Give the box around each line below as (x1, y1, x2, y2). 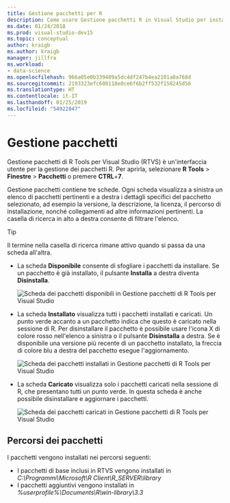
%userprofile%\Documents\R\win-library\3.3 (16, 488, 144, 496)
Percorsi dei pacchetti (7, 435, 103, 447)
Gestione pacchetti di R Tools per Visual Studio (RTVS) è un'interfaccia (7, 157, 207, 166)
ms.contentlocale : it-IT (7, 93, 78, 100)
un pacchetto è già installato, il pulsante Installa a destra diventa (16, 268, 200, 277)
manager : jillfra (7, 55, 57, 62)
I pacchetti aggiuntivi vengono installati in (16, 480, 135, 489)
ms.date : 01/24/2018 (7, 23, 66, 29)
